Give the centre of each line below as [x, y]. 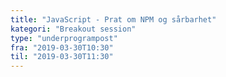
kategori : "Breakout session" [73, 29]
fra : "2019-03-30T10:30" [62, 47]
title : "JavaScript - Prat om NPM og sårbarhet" [113, 19]
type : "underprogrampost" [64, 38]
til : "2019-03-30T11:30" [62, 57]
